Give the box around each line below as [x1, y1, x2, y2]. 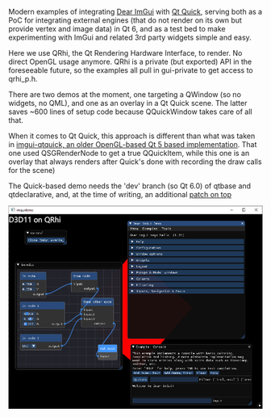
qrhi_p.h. [8, 74, 38, 83]
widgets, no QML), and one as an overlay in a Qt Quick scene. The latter [8, 99, 248, 107]
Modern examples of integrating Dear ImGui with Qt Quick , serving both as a [8, 7, 263, 16]
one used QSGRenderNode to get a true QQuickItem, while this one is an [8, 149, 250, 158]
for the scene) [8, 166, 56, 175]
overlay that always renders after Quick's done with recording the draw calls [8, 157, 262, 166]
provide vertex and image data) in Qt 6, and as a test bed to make [8, 24, 226, 33]
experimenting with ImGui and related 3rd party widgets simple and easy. [8, 32, 252, 42]
